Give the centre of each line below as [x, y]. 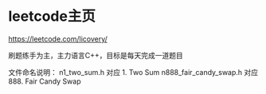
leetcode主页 [52, 16]
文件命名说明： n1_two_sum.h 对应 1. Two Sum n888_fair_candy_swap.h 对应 [133, 72]
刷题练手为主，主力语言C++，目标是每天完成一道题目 [96, 55]
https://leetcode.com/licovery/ [58, 39]
